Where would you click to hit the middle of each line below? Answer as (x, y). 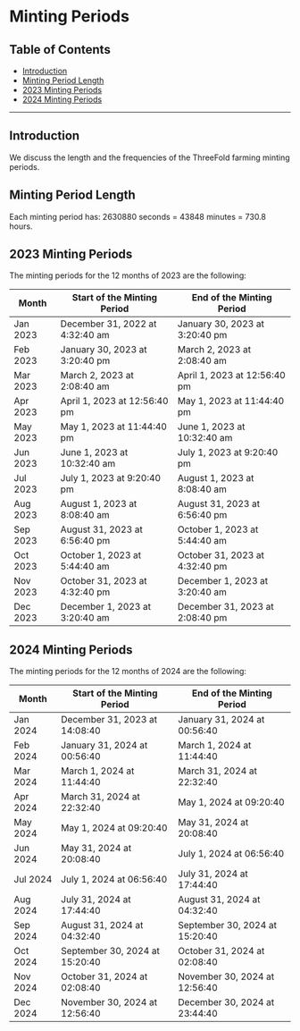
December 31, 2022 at (108, 324)
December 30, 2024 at (226, 1002)
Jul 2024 (33, 880)
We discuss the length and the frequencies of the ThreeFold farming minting (150, 157)
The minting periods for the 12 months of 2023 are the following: (128, 275)
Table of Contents (60, 50)
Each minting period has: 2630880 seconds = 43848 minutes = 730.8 (137, 216)
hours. (21, 226)
